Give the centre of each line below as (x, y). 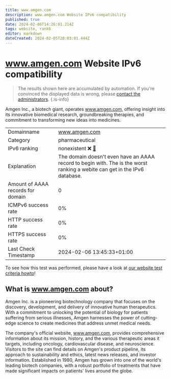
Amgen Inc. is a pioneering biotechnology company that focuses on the (80, 301)
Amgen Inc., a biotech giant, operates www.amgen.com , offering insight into (85, 109)
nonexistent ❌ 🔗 (77, 148)
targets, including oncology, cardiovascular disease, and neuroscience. (80, 343)
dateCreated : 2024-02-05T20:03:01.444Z (48, 39)
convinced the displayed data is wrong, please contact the (79, 94)
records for (21, 190)
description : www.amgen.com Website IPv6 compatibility (66, 15)
